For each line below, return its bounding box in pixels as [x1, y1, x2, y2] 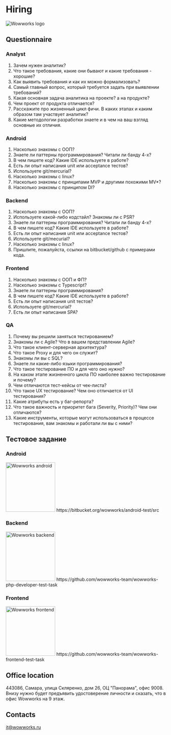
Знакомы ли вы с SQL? [13, 355, 63, 361]
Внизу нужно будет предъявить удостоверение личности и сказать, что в [6, 690, 166, 696]
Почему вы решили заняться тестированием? [13, 333, 113, 339]
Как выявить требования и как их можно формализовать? [13, 78, 140, 85]
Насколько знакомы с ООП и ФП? [13, 276, 87, 282]
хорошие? [13, 73, 35, 79]
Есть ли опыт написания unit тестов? [13, 298, 93, 304]
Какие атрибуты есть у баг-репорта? [13, 398, 94, 405]
